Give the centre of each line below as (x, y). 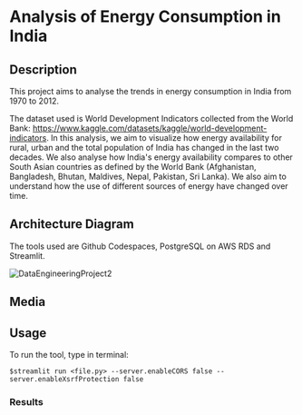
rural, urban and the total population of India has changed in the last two (144, 148)
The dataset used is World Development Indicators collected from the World (151, 119)
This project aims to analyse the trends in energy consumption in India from (151, 91)
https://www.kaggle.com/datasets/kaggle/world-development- (150, 128)
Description (43, 69)
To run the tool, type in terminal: (69, 355)
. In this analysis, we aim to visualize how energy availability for (165, 138)
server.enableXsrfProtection (64, 380)
